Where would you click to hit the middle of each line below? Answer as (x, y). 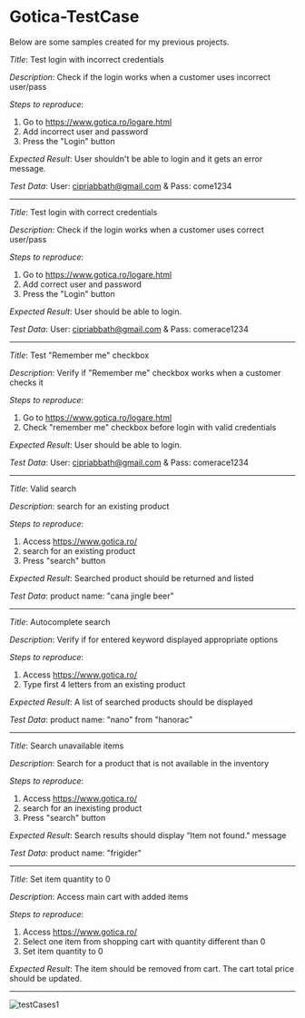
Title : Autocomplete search (60, 622)
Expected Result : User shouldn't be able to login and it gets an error (136, 158)
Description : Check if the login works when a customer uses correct (137, 230)
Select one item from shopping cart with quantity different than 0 (144, 941)
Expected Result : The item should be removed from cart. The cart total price (152, 968)
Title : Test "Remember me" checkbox (79, 355)
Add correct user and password (82, 284)
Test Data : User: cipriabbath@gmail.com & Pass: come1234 (121, 186)
